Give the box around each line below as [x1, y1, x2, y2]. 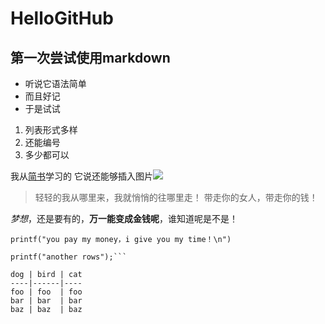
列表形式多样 [24, 124, 78, 136]
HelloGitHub [10, 7, 114, 30]
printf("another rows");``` [10, 252, 128, 262]
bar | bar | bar [10, 296, 83, 306]
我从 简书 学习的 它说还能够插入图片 [10, 170, 153, 182]
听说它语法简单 [24, 78, 87, 89]
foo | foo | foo [10, 287, 83, 297]
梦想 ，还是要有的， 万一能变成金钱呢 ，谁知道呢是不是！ [10, 213, 238, 224]
